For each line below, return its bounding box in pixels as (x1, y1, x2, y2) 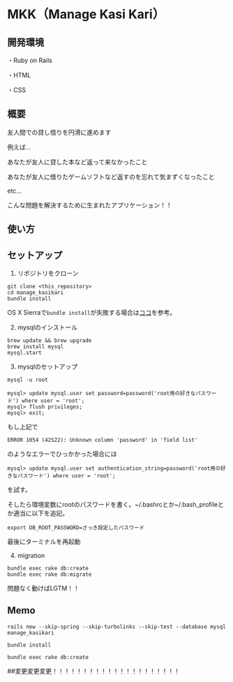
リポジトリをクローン (17, 269, 79, 278)
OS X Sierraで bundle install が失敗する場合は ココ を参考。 (7, 309, 176, 317)
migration (17, 551, 45, 560)
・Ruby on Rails (7, 57, 52, 64)
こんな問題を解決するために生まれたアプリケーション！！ (7, 200, 172, 209)
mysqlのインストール (17, 323, 78, 332)
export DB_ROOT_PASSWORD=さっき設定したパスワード (7, 524, 145, 531)
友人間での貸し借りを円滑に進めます (7, 128, 112, 136)
